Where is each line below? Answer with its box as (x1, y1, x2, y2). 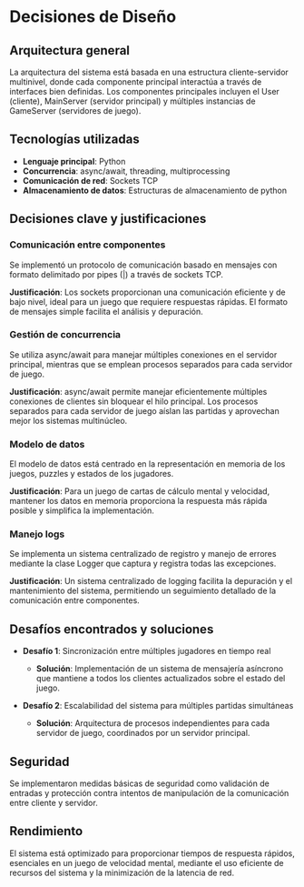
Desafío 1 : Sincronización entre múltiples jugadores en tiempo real (22, 646, 271, 657)
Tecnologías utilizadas (9, 132, 140, 147)
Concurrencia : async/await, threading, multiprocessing (22, 166, 230, 176)
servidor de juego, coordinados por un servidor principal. (35, 728, 250, 739)
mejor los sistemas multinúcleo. (9, 415, 128, 426)
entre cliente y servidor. (9, 798, 98, 809)
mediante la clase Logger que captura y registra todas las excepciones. (9, 558, 277, 569)
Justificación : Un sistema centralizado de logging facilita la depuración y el (9, 576, 293, 587)
